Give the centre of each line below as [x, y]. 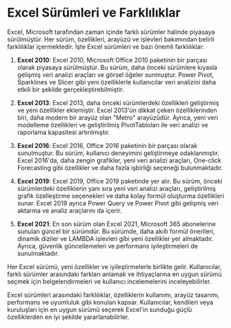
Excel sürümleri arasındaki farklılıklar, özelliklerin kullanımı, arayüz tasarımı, [113, 295]
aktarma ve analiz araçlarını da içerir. [69, 210]
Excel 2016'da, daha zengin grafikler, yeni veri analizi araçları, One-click [119, 160]
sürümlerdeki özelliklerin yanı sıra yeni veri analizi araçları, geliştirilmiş [116, 188]
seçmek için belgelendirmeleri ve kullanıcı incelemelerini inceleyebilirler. [109, 281]
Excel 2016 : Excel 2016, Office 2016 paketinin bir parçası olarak [107, 145]
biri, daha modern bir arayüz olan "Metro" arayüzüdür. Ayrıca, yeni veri [118, 117]
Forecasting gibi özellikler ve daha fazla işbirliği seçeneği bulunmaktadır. [120, 167]
